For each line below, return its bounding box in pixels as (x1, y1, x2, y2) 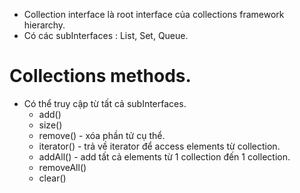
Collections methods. (9, 65, 192, 88)
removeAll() (38, 161, 87, 173)
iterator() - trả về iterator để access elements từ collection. (38, 140, 281, 152)
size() (38, 119, 63, 131)
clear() (38, 172, 67, 184)
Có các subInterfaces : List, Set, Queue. (23, 30, 189, 41)
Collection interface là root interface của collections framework (23, 9, 285, 20)
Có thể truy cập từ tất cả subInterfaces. (23, 97, 187, 109)
